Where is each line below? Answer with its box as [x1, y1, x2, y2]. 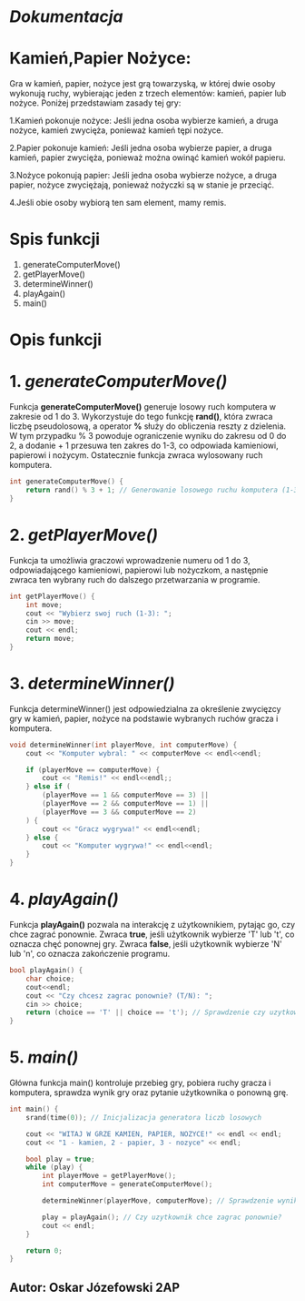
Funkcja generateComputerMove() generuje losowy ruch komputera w [9, 401, 277, 412]
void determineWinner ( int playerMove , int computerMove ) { [9, 740, 238, 749]
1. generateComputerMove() [9, 371, 228, 392]
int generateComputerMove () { [9, 477, 124, 486]
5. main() [9, 1047, 79, 1068]
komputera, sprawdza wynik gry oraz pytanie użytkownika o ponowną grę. [9, 1087, 289, 1098]
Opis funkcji [9, 330, 103, 351]
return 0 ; [25, 1245, 64, 1255]
